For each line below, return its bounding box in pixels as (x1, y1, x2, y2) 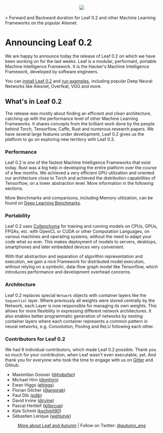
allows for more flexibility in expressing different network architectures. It (5, 308, 152, 314)
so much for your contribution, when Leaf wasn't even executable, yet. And (5, 352, 156, 357)
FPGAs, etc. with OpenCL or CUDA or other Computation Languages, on (5, 229, 150, 235)
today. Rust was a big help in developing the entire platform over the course (5, 165, 157, 171)
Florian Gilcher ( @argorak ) (12, 387, 66, 393)
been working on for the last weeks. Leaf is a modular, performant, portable (5, 58, 157, 64)
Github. (5, 362, 20, 368)
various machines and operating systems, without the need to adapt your (5, 234, 152, 239)
